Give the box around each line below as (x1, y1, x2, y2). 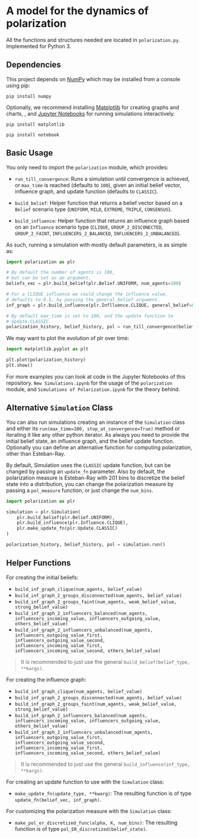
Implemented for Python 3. (6, 43, 72, 50)
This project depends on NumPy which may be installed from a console (6, 75, 181, 82)
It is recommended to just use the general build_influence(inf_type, (20, 760, 191, 767)
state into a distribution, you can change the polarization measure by (6, 480, 174, 487)
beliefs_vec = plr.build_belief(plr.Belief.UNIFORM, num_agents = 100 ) (6, 280, 182, 287)
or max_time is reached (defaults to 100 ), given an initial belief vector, (14, 181, 182, 188)
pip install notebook (6, 132, 60, 137)
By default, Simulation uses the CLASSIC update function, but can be (6, 461, 171, 469)
